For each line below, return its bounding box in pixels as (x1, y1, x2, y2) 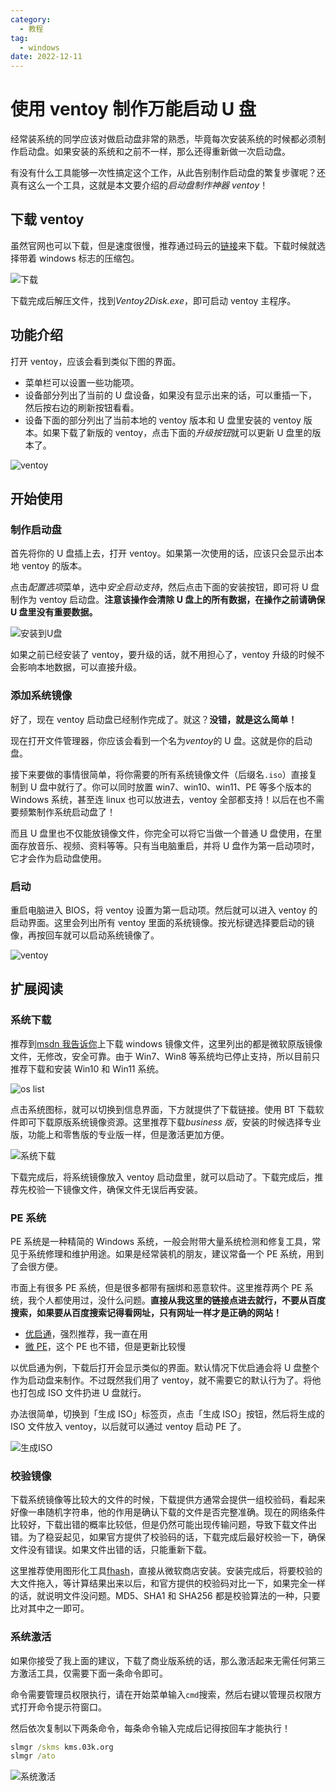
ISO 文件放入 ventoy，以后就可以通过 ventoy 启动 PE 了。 (10, 1420, 247, 1432)
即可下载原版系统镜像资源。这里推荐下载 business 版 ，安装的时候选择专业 (18, 1116, 322, 1128)
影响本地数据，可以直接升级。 (18, 661, 142, 673)
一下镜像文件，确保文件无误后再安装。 (44, 1183, 203, 1195)
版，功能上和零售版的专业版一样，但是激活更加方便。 (10, 1128, 230, 1140)
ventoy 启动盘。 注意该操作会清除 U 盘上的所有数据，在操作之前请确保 (38, 594, 326, 606)
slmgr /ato (10, 1751, 56, 1761)
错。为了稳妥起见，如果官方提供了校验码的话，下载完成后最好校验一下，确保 (10, 1531, 326, 1543)
